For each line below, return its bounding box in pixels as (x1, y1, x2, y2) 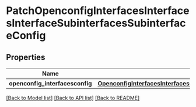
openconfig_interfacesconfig (9, 80, 92, 87)
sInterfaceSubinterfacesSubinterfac (6, 16, 186, 30)
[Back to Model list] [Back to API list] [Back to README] (6, 95, 140, 101)
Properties (6, 52, 45, 62)
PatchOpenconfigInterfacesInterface (6, 4, 190, 18)
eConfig (6, 29, 46, 42)
